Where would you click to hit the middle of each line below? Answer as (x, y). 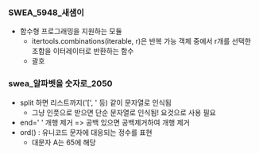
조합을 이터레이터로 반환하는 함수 (83, 51)
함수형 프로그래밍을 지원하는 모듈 (71, 31)
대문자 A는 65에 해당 (64, 142)
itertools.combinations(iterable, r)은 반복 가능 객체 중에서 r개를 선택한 (141, 41)
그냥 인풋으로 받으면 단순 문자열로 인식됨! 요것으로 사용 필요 (124, 112)
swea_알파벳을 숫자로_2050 (60, 83)
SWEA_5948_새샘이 (46, 12)
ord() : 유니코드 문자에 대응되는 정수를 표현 (86, 132)
